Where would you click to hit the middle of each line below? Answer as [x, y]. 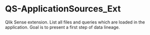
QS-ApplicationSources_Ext [63, 9]
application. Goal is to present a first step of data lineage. [63, 27]
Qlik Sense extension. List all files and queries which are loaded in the [75, 22]
